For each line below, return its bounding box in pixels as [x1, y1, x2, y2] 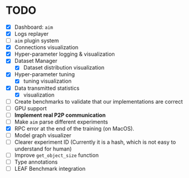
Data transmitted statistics [14, 85, 79, 92]
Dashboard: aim [14, 23, 54, 31]
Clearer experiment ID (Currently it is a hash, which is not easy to [14, 138, 176, 146]
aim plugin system [14, 37, 60, 44]
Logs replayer [14, 31, 49, 37]
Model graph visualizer [14, 131, 72, 138]
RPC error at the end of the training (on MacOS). [14, 125, 135, 132]
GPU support [14, 104, 47, 111]
